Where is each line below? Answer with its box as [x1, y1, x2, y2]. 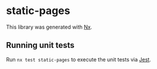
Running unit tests [6, 40, 75, 50]
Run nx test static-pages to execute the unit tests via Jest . [6, 56, 151, 63]
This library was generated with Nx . [6, 23, 92, 30]
